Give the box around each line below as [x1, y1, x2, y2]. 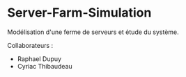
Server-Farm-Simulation [7, 5, 152, 21]
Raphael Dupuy [17, 54, 61, 63]
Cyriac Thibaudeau [17, 62, 73, 70]
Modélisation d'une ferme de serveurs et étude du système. [7, 28, 179, 36]
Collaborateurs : [7, 41, 54, 49]
